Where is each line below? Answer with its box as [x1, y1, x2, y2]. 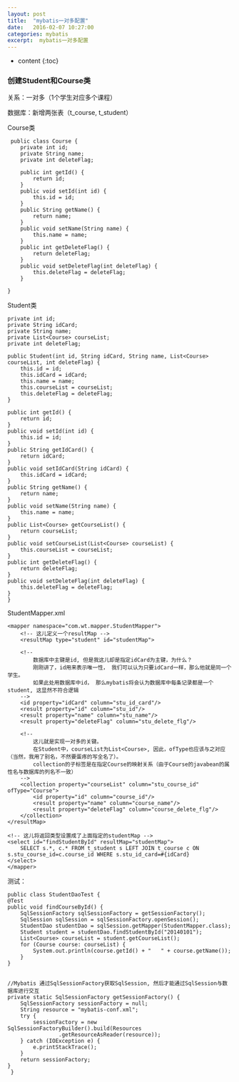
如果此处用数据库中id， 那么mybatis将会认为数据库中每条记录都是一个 [33, 679, 214, 687]
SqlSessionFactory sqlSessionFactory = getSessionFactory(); [20, 910, 205, 917]
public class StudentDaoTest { [7, 891, 101, 899]
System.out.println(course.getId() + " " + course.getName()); [33, 947, 232, 955]
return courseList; [20, 527, 78, 535]
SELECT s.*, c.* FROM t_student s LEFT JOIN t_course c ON [20, 845, 200, 852]
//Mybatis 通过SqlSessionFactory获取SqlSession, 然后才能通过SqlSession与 [7, 980, 223, 987]
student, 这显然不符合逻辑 [7, 687, 79, 694]
